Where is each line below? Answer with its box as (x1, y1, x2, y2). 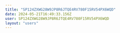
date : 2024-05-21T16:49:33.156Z (5, 12, 72, 16)
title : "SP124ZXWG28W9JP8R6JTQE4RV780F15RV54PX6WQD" (5, 7, 116, 12)
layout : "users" (5, 20, 39, 26)
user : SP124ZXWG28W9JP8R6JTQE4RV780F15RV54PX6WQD (5, 16, 110, 21)
